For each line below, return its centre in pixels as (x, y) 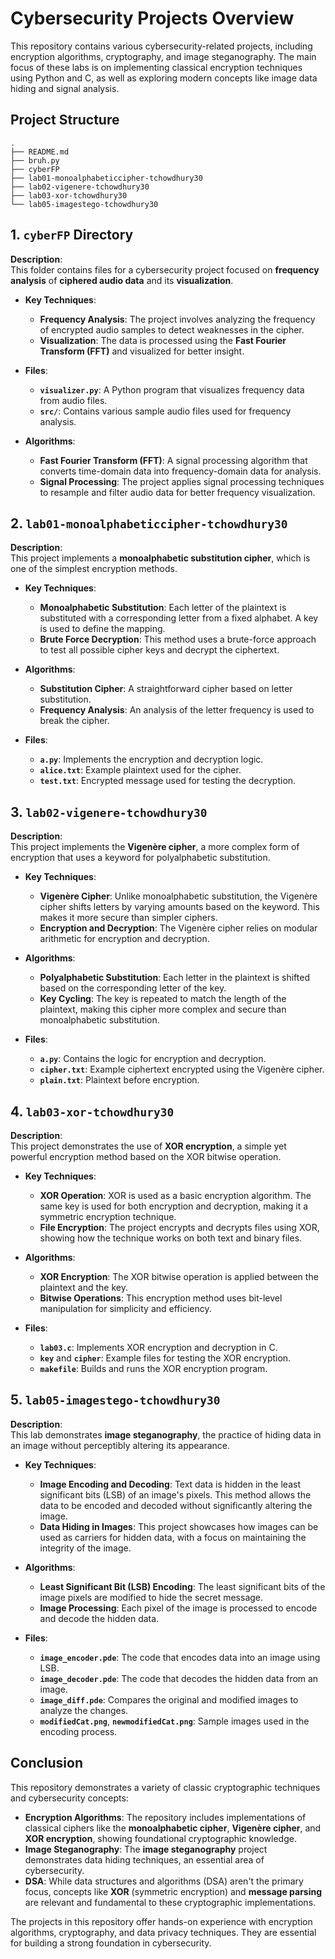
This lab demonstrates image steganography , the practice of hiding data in (166, 1434)
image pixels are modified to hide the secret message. (151, 1597)
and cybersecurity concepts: (69, 1798)
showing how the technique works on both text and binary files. (171, 1238)
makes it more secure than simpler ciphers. (128, 918)
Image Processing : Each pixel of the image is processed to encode (178, 1608)
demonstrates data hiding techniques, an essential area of (144, 1859)
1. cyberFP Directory (72, 235)
